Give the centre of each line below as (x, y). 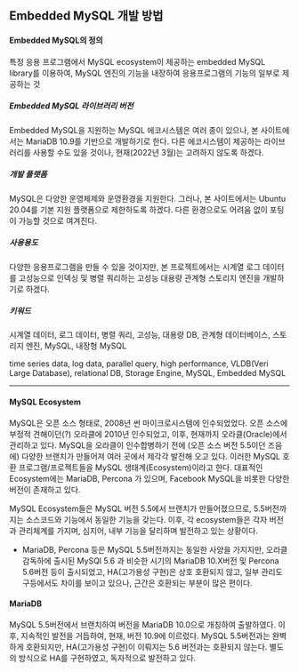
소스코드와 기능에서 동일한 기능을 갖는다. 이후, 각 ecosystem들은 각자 (146, 519)
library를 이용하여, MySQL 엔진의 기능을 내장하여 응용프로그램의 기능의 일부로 (145, 73)
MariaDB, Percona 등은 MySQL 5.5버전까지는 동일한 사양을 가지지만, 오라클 (155, 549)
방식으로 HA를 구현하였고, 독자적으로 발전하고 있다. (107, 658)
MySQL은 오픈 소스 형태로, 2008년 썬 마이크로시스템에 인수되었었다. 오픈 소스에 (149, 423)
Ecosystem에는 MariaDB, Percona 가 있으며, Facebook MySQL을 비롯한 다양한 (149, 478)
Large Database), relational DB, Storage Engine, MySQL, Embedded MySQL (148, 373)
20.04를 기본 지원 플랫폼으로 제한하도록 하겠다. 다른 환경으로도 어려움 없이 (139, 209)
